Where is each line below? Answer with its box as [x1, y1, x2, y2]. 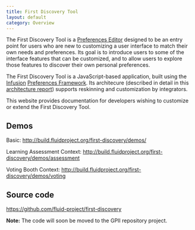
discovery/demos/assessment [6, 154, 80, 161]
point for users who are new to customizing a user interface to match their [6, 42, 188, 49]
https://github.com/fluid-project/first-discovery [6, 206, 122, 212]
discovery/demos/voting [6, 172, 66, 179]
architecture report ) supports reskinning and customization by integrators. [6, 86, 188, 93]
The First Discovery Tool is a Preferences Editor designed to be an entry [6, 36, 183, 43]
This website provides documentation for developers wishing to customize [6, 97, 189, 104]
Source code [6, 189, 55, 200]
